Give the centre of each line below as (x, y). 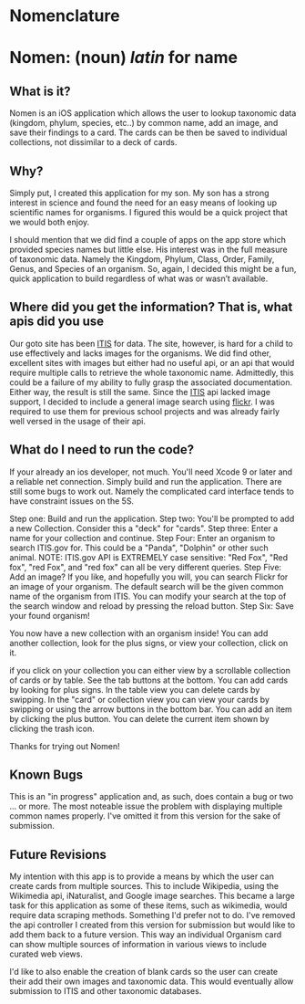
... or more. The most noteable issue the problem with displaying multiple (146, 806)
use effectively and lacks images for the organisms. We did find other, (140, 353)
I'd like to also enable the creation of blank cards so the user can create (144, 972)
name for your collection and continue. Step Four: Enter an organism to (142, 538)
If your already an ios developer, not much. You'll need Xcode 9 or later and (151, 472)
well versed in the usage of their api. (77, 421)
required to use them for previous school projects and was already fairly (145, 411)
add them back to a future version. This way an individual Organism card (146, 935)
